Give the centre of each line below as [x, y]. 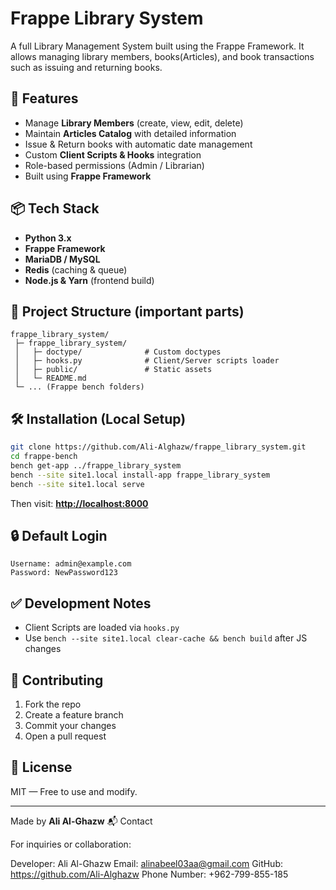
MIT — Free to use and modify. [74, 791]
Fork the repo [53, 704]
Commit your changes [70, 725]
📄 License [41, 767]
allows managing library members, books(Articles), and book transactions [162, 56]
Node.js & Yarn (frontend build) [89, 280]
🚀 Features [44, 98]
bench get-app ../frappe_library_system [96, 465]
